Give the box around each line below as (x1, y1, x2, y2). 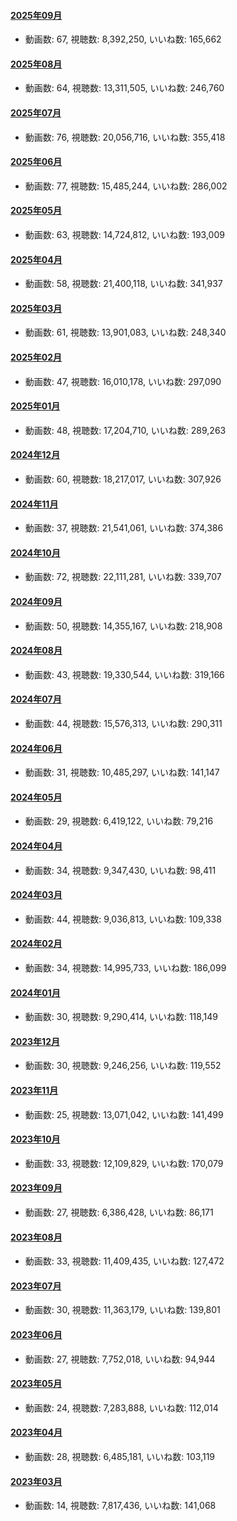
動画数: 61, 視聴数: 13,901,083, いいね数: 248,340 (24, 326, 227, 339)
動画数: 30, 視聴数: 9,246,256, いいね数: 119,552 (24, 1060, 222, 1072)
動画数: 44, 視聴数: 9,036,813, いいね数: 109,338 (24, 913, 222, 925)
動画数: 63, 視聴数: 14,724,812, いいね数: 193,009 (24, 229, 225, 241)
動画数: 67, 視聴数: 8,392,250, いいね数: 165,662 (24, 33, 222, 45)
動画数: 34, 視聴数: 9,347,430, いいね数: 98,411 (24, 864, 217, 876)
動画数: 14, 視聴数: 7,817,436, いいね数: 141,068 (24, 1500, 217, 1512)
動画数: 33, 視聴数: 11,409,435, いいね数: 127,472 (24, 1255, 225, 1267)
